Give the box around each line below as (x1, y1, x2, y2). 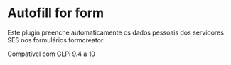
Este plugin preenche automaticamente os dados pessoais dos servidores (7, 28, 224, 37)
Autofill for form (7, 5, 104, 21)
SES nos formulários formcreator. (7, 35, 105, 44)
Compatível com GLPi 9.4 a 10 (7, 49, 96, 58)
